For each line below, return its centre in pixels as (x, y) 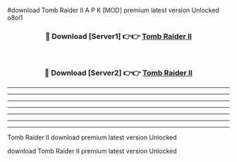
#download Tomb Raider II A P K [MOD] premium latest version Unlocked (114, 10)
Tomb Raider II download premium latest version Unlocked (92, 137)
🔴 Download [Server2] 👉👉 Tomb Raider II (119, 73)
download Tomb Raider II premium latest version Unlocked (92, 151)
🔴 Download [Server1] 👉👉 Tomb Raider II (119, 36)
